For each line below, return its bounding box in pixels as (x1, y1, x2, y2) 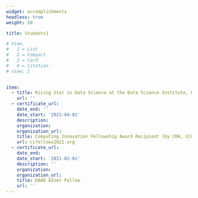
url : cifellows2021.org (16, 139, 75, 145)
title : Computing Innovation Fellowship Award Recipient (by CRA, (16, 134, 183, 140)
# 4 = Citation (6, 62, 49, 68)
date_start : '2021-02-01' (16, 156, 81, 161)
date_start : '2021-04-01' (16, 111, 81, 118)
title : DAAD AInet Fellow (16, 177, 81, 183)
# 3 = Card (6, 57, 38, 63)
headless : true (6, 14, 44, 20)
